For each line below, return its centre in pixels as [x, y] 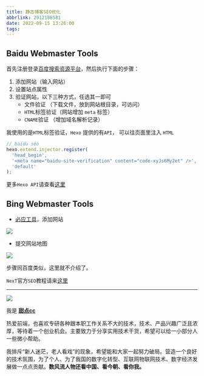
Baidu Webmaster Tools [52, 53]
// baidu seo [23, 144]
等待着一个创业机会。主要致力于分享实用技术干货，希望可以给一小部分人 [107, 331]
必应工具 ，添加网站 [39, 220]
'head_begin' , [29, 155]
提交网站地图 [31, 244]
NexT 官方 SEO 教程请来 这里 [37, 281]
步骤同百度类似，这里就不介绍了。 [49, 268]
